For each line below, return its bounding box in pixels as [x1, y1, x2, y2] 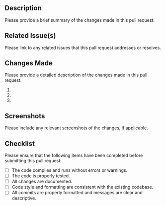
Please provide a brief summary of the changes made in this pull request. [4, 17, 155, 23]
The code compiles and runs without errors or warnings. [11, 167, 128, 173]
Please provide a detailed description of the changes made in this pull [4, 72, 148, 78]
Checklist [4, 139, 35, 148]
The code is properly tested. [11, 173, 70, 179]
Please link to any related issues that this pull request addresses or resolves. [4, 45, 161, 51]
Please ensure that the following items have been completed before [4, 153, 143, 158]
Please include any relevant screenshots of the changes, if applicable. [4, 125, 148, 131]
